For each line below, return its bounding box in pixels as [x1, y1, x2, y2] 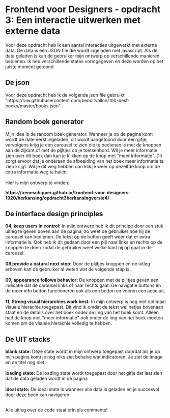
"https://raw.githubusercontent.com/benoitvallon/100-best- [5, 97, 130, 103]
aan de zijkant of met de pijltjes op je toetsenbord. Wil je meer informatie [5, 147, 158, 153]
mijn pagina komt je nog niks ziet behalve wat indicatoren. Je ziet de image [5, 354, 163, 360]
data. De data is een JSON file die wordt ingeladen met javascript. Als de [5, 47, 158, 53]
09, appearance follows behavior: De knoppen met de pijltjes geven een [5, 277, 159, 283]
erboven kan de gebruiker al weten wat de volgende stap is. [5, 266, 131, 273]
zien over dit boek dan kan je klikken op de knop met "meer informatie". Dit [5, 153, 163, 159]
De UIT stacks [5, 335, 50, 344]
